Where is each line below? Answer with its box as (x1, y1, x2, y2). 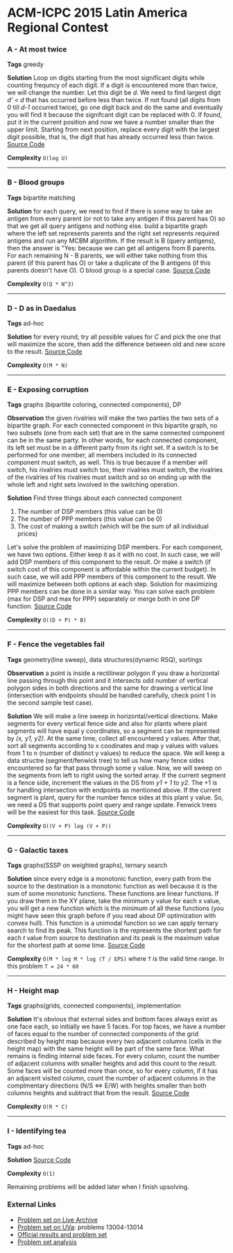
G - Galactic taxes (7, 845, 69, 855)
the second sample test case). (7, 698, 94, 706)
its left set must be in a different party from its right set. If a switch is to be (7, 444, 218, 452)
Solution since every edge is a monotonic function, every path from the (7, 874, 212, 882)
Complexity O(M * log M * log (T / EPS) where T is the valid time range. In (7, 954, 225, 962)
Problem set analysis (17, 1238, 78, 1246)
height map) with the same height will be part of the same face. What (7, 1044, 205, 1053)
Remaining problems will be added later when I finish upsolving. (7, 1182, 189, 1190)
